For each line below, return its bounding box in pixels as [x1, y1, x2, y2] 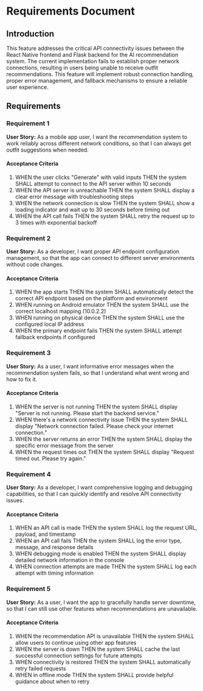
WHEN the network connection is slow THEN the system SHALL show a [15, 199, 195, 206]
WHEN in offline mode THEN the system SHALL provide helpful [15, 671, 174, 678]
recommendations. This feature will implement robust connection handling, [6, 71, 194, 77]
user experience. [6, 83, 49, 91]
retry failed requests [15, 665, 66, 672]
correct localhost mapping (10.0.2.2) [15, 307, 106, 315]
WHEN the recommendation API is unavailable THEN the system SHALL [15, 632, 194, 640]
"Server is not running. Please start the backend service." [15, 409, 159, 416]
